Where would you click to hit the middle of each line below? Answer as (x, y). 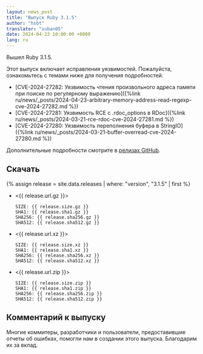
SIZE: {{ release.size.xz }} (52, 245)
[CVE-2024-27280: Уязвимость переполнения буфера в (87, 126)
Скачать (23, 169)
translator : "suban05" (35, 29)
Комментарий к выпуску (56, 317)
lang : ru (17, 40)
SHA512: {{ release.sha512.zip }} (58, 299)
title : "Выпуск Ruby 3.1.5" (42, 18)
